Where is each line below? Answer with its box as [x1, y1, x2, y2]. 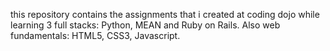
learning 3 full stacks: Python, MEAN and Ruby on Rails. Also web [10, 19, 281, 31]
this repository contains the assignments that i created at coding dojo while [10, 9, 320, 20]
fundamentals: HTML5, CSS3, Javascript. [10, 30, 181, 41]
